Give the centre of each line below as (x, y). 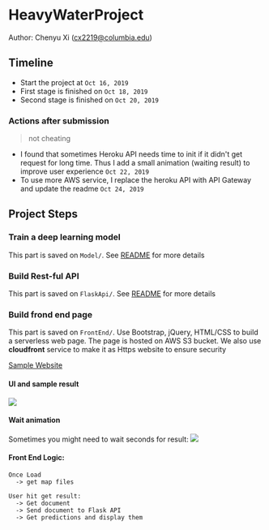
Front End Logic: (36, 458)
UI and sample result (44, 384)
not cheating (49, 139)
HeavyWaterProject (76, 15)
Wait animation (34, 420)
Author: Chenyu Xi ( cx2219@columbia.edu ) (80, 37)
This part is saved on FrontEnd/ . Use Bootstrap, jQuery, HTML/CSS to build (134, 332)
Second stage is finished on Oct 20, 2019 (90, 100)
